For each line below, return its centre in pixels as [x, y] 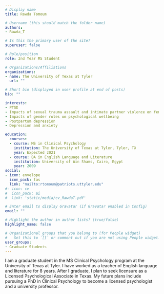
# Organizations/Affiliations [36, 67]
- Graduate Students [26, 247]
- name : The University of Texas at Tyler [49, 76]
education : [16, 134]
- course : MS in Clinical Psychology [48, 144]
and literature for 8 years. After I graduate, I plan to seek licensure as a [76, 271]
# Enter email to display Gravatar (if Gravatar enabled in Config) [76, 207]
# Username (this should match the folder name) [55, 23]
